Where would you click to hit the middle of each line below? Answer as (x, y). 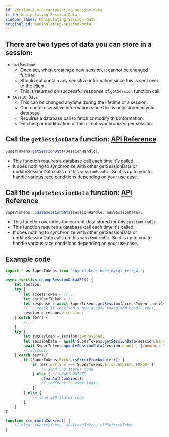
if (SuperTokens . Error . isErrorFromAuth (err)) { (74, 360)
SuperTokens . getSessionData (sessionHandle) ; (53, 151)
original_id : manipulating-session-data (48, 24)
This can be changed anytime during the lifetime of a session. (84, 102)
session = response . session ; (54, 313)
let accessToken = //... (49, 294)
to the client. (33, 86)
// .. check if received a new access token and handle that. (90, 308)
